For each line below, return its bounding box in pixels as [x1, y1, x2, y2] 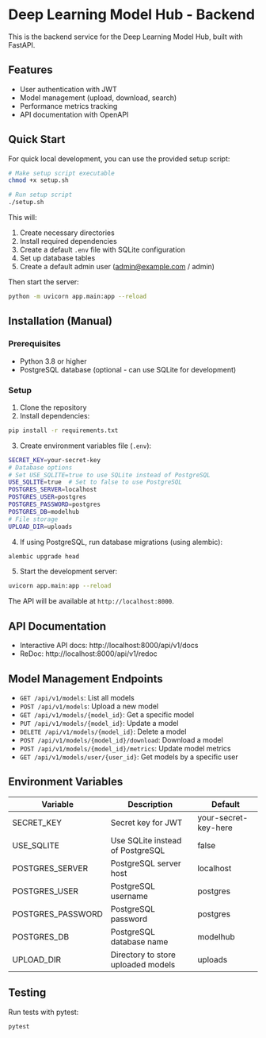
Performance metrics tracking [19, 101, 118, 110]
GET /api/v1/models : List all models [19, 693, 135, 702]
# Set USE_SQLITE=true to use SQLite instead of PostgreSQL [8, 471, 211, 479]
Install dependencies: [19, 411, 90, 420]
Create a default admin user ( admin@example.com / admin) [19, 262, 215, 272]
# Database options [8, 463, 73, 472]
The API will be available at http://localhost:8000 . [8, 596, 174, 606]
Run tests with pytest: [8, 1007, 79, 1017]
